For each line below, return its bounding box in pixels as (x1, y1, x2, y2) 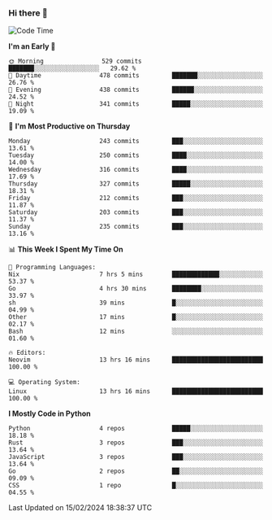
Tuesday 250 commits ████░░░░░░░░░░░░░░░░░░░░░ (8, 151, 264, 159)
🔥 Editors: (8, 349, 46, 357)
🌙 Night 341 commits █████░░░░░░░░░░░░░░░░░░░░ (8, 100, 264, 108)
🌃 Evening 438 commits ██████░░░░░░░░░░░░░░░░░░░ (8, 85, 264, 94)
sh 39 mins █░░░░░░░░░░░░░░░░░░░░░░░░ (8, 299, 264, 308)
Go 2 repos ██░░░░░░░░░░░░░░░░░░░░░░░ (8, 467, 264, 475)
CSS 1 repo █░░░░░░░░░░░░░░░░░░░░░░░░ (8, 482, 264, 490)
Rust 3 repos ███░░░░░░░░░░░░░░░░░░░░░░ (8, 439, 264, 447)
